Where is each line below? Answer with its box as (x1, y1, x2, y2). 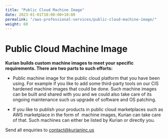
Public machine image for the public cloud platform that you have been (12, 75, 160, 81)
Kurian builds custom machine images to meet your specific (5, 60, 134, 66)
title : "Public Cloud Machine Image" (5, 7, 85, 13)
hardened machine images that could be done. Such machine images (12, 86, 157, 92)
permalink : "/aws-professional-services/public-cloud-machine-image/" (5, 17, 157, 22)
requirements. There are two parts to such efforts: (5, 65, 113, 71)
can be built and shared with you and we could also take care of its (12, 91, 152, 98)
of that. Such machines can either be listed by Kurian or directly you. (12, 117, 155, 123)
